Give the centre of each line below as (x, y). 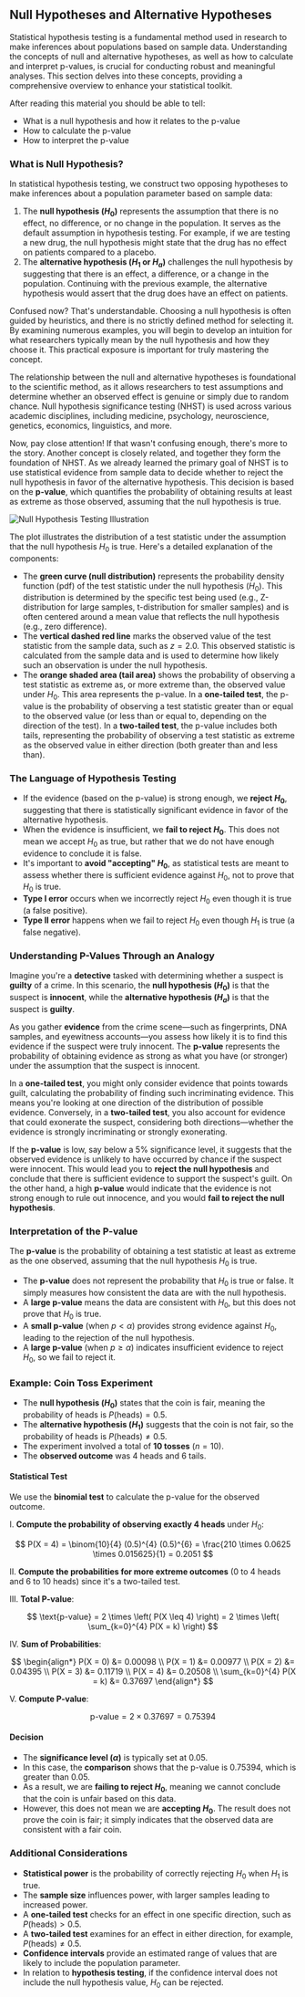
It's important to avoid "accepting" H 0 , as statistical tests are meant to (156, 864)
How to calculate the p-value (77, 131)
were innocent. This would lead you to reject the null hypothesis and (139, 1168)
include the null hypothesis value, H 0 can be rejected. (123, 1983)
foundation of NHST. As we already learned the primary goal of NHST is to (149, 462)
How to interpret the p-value (76, 140)
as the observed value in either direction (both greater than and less (150, 745)
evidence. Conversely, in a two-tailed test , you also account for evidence (147, 1112)
